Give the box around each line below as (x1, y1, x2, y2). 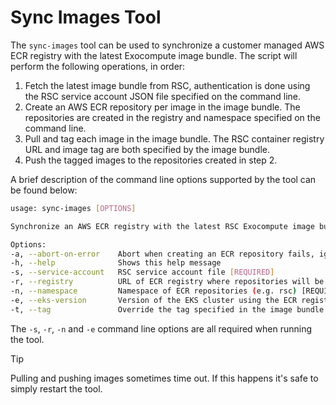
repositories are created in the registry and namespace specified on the (24, 111, 321, 123)
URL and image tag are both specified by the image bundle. (24, 143, 271, 155)
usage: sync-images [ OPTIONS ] (10, 203, 137, 213)
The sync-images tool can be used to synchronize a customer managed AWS (10, 39, 325, 51)
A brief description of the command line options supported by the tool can (10, 173, 317, 185)
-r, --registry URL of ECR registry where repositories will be (10, 277, 325, 287)
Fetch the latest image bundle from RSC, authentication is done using (24, 79, 311, 91)
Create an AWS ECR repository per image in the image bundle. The (24, 101, 301, 113)
